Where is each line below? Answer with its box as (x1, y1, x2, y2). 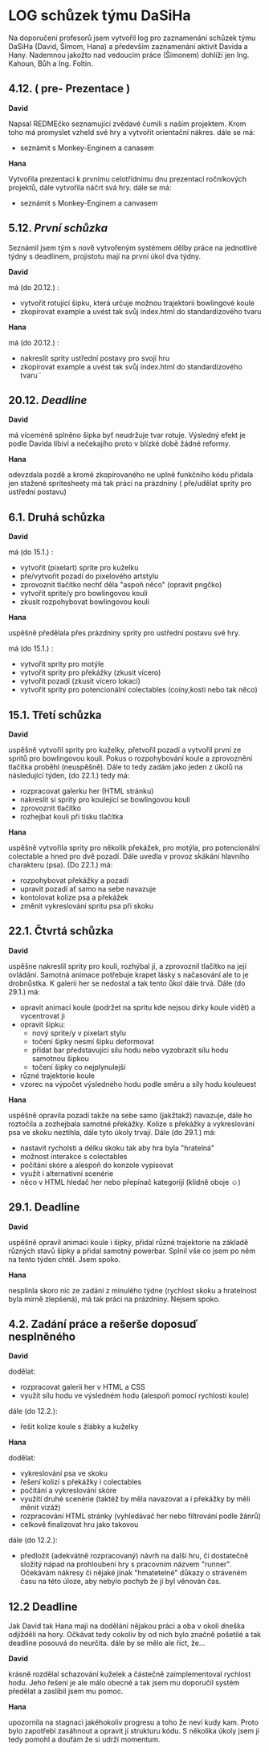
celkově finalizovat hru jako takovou (19, 1520, 139, 1529)
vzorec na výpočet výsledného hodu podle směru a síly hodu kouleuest (19, 1079, 257, 1088)
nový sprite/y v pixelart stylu (31, 1027, 127, 1038)
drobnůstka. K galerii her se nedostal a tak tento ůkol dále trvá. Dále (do (8, 978, 246, 988)
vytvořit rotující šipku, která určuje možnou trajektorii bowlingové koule (19, 298, 255, 308)
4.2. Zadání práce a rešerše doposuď (8, 1317, 198, 1331)
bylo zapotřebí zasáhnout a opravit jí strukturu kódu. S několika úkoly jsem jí (8, 1726, 259, 1736)
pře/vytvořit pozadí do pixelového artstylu (19, 571, 159, 581)
